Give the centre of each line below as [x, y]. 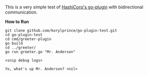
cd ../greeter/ [21, 48]
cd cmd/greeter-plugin [28, 39]
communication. [21, 12]
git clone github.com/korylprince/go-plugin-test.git [61, 31]
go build [14, 43]
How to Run [17, 22]
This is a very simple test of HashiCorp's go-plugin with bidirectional [74, 7]
